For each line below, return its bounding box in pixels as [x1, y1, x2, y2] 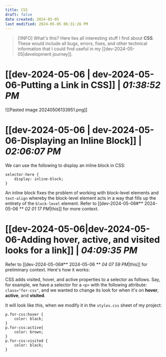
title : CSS [5, 7, 28, 13]
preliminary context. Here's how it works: [5, 267, 90, 273]
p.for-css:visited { [5, 338, 48, 343]
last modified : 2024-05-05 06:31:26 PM [5, 21, 88, 27]
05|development [17, 51, 51, 57]
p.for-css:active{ [5, 325, 43, 330]
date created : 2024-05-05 [5, 17, 59, 22]
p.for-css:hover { [5, 312, 43, 317]
